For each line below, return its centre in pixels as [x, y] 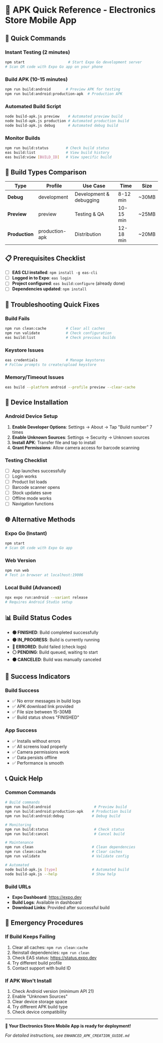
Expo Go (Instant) [26, 533]
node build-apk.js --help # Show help [61, 874]
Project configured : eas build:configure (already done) [68, 283]
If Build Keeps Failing [30, 937]
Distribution [88, 234]
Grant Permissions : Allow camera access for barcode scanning [76, 447]
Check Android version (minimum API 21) [53, 991]
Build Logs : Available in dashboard [47, 902]
